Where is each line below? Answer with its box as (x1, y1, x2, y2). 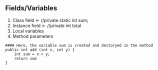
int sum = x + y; (14, 51, 50, 56)
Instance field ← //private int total (12, 22, 81, 28)
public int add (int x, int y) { (5, 47, 75, 52)
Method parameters (12, 33, 53, 39)
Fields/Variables (5, 4, 57, 12)
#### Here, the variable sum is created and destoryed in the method (5, 42, 153, 48)
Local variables (12, 27, 44, 34)
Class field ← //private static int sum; (12, 17, 88, 23)
